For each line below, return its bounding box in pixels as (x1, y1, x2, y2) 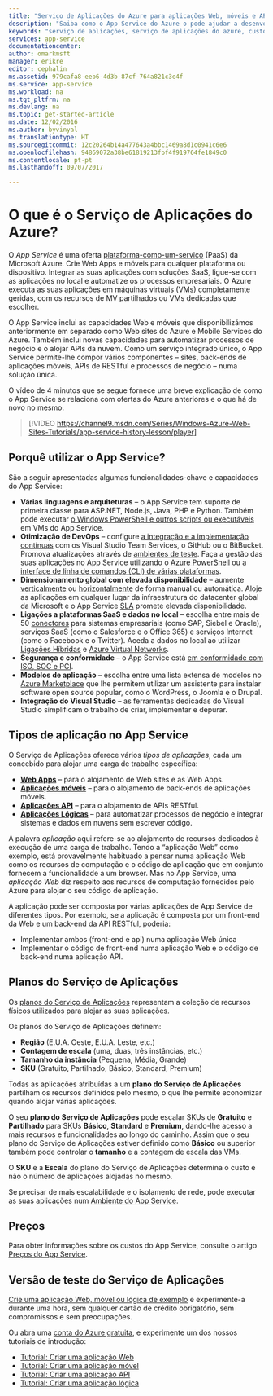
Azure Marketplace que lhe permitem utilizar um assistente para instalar (19, 678, 262, 689)
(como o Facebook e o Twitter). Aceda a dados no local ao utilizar (19, 635, 241, 645)
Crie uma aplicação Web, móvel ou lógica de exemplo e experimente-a (8, 1295, 245, 1305)
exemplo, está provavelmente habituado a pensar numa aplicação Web (8, 851, 246, 861)
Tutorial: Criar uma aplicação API (19, 1370, 131, 1380)
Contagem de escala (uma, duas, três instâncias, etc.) (19, 1046, 203, 1055)
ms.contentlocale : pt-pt (8, 156, 93, 164)
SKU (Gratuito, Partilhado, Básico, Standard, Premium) (19, 1063, 203, 1072)
